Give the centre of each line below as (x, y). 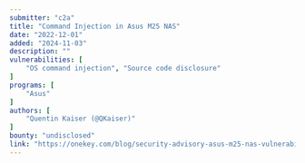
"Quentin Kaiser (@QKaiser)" (81, 119)
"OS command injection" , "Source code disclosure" (123, 69)
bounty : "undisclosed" (52, 136)
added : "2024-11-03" (49, 43)
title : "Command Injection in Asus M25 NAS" (95, 26)
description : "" (40, 52)
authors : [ (30, 110)
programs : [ (32, 85)
